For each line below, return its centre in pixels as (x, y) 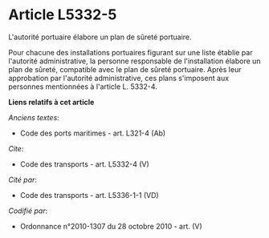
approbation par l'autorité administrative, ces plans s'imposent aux (119, 78)
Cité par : (23, 180)
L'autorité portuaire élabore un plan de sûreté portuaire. (100, 37)
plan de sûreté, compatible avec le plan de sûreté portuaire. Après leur (125, 69)
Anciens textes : (34, 117)
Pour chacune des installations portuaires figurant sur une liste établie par (130, 52)
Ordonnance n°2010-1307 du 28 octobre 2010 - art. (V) (111, 226)
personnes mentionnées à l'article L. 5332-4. (83, 87)
